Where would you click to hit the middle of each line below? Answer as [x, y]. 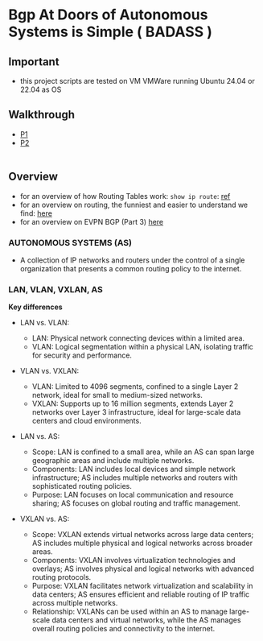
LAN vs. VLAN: [45, 323]
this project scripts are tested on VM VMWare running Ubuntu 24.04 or [137, 81]
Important [34, 62]
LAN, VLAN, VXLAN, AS [55, 289]
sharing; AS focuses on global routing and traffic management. [136, 503]
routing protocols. [62, 577]
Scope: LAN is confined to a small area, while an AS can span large [143, 452]
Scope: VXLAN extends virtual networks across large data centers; [143, 535]
